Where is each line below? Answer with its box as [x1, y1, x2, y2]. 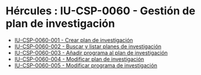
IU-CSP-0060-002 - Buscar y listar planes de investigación [14, 43, 162, 50]
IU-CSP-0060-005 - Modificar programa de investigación [14, 61, 158, 69]
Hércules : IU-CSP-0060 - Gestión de [5, 4, 196, 18]
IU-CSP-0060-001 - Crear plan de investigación [14, 36, 134, 43]
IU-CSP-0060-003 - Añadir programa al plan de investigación [14, 49, 168, 56]
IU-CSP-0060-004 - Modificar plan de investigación [14, 55, 144, 62]
